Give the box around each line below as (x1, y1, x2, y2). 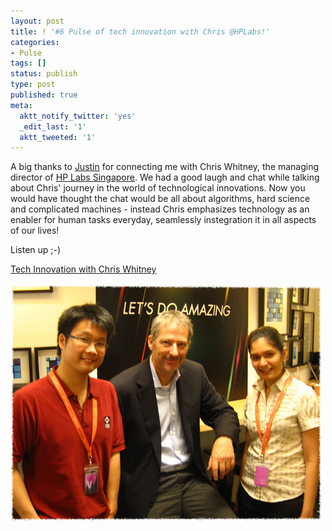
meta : (10, 100, 33, 110)
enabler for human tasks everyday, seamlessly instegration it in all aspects (10, 214, 317, 226)
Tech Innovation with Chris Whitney (10, 263, 157, 275)
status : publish (10, 69, 78, 79)
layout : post (10, 16, 65, 26)
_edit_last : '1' (19, 121, 87, 132)
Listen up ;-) (10, 244, 62, 256)
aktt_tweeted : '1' (19, 132, 97, 142)
